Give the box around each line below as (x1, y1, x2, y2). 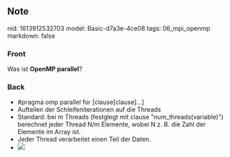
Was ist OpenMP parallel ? (7, 65, 82, 73)
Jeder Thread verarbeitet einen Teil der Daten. (17, 135, 152, 144)
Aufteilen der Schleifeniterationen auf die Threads (17, 105, 161, 114)
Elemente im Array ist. (17, 128, 81, 136)
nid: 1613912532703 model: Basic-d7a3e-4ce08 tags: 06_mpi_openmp (7, 24, 211, 32)
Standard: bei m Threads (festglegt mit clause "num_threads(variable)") (17, 113, 224, 121)
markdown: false (7, 31, 56, 40)
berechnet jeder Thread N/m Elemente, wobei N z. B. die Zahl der (17, 120, 206, 128)
